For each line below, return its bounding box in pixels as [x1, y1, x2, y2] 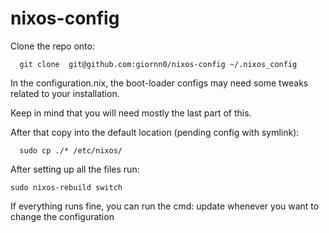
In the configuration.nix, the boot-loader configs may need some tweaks [10, 77, 309, 89]
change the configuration [10, 210, 115, 222]
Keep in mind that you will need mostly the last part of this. [10, 107, 252, 119]
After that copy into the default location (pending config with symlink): [10, 126, 300, 138]
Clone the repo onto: [10, 40, 95, 52]
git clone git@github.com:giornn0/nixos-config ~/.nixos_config [19, 59, 298, 69]
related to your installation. [10, 87, 120, 99]
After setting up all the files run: [10, 163, 140, 175]
